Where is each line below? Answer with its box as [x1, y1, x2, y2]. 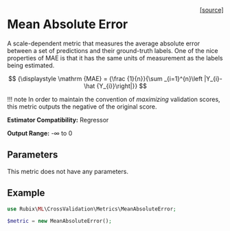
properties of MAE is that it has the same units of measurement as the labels [7, 54, 223, 62]
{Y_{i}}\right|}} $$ [96, 82, 148, 90]
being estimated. [7, 61, 55, 69]
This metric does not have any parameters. [7, 167, 129, 175]
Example [7, 187, 45, 199]
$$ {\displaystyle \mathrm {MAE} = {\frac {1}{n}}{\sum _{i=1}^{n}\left [8, 74, 203, 82]
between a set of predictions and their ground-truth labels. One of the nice [7, 46, 218, 54]
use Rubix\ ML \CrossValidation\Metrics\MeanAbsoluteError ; [7, 206, 176, 212]
